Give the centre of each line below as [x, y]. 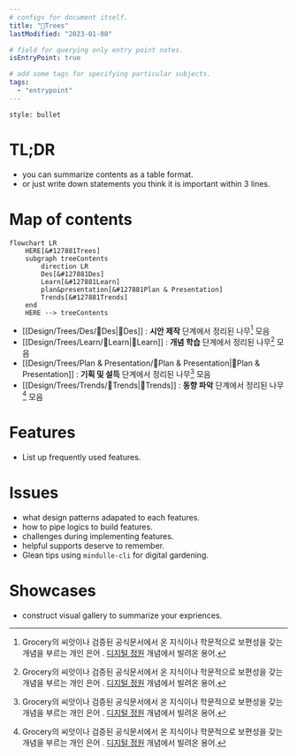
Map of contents [71, 219]
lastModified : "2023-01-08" [61, 34]
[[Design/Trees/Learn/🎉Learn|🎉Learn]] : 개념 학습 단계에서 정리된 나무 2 [148, 341]
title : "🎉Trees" [39, 26]
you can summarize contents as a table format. [107, 174]
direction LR [65, 266]
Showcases [53, 591]
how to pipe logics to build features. [87, 527]
